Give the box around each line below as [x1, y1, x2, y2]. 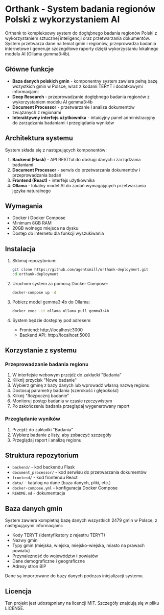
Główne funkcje [5, 65, 54, 74]
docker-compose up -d [12, 290, 56, 295]
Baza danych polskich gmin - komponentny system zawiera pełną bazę [12, 78, 158, 84]
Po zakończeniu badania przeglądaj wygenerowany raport [12, 403, 130, 409]
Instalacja [5, 245, 36, 253]
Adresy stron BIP [12, 564, 47, 569]
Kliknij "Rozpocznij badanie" [12, 393, 70, 399]
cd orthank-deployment [12, 272, 59, 277]
